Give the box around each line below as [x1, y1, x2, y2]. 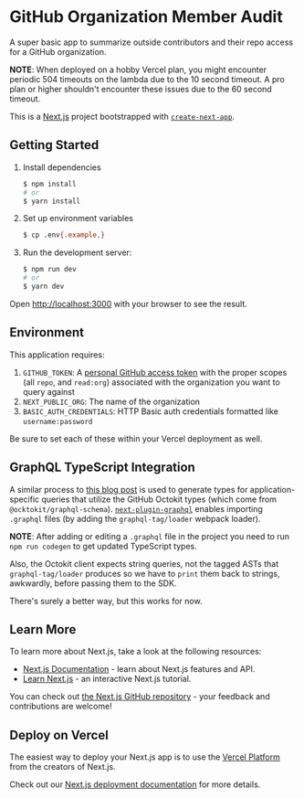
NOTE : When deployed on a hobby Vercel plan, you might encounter [9, 64, 267, 75]
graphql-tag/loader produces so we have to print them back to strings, [9, 568, 280, 579]
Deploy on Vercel [9, 727, 110, 742]
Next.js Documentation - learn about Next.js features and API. [22, 664, 256, 675]
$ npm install [22, 179, 77, 188]
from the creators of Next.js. [9, 762, 116, 772]
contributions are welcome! [9, 701, 112, 712]
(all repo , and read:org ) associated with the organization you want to [22, 377, 280, 388]
